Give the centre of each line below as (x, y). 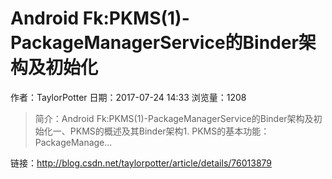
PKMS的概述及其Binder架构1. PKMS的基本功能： (169, 131)
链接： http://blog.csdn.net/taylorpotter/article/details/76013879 (141, 163)
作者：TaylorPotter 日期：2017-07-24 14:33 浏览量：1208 (128, 97)
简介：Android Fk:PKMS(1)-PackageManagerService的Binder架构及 (174, 118)
